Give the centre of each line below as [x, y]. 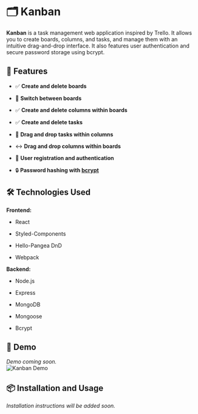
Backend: [19, 269]
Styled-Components [40, 233]
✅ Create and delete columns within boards [71, 110]
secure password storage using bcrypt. [56, 52]
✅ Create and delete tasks [49, 122]
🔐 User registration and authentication [64, 158]
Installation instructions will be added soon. [61, 406]
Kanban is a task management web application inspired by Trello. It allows [99, 33]
